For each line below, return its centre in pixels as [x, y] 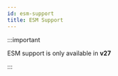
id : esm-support [31, 13]
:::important [24, 39]
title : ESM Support [35, 20]
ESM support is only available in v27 [59, 53]
